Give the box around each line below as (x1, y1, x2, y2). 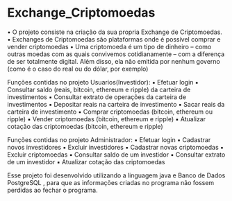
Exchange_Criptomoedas (7, 5, 156, 21)
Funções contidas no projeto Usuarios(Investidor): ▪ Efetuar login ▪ (7, 78, 199, 86)
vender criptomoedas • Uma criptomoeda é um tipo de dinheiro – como (7, 42, 212, 51)
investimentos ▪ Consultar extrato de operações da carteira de (7, 92, 186, 101)
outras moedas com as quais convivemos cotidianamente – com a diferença (7, 50, 225, 58)
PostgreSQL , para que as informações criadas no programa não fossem (7, 178, 215, 186)
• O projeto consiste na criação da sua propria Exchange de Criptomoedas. (7, 28, 222, 36)
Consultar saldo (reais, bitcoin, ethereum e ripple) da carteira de (7, 85, 191, 94)
